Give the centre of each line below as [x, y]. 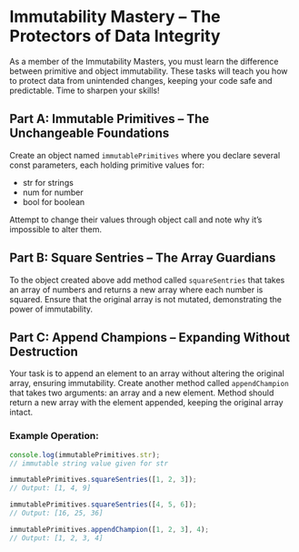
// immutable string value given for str [89, 463]
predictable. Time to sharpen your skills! [85, 90]
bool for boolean [54, 201]
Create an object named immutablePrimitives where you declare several [145, 155]
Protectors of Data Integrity [115, 36]
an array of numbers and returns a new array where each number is [136, 290]
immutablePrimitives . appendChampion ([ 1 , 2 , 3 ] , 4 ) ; [109, 529]
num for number [53, 192]
